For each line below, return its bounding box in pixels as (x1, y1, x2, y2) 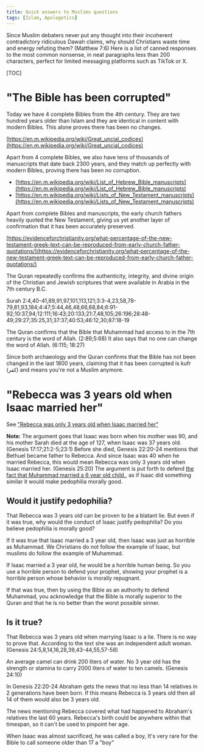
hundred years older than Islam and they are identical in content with (6, 117, 178, 125)
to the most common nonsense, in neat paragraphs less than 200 (6, 51, 171, 58)
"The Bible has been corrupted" (6, 90, 172, 104)
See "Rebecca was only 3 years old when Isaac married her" (6, 421, 159, 428)
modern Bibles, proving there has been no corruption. (6, 167, 141, 174)
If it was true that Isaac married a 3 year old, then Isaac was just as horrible (6, 537, 195, 544)
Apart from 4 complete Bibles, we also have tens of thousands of (6, 154, 169, 161)
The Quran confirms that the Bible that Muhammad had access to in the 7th (6, 328, 195, 336)
